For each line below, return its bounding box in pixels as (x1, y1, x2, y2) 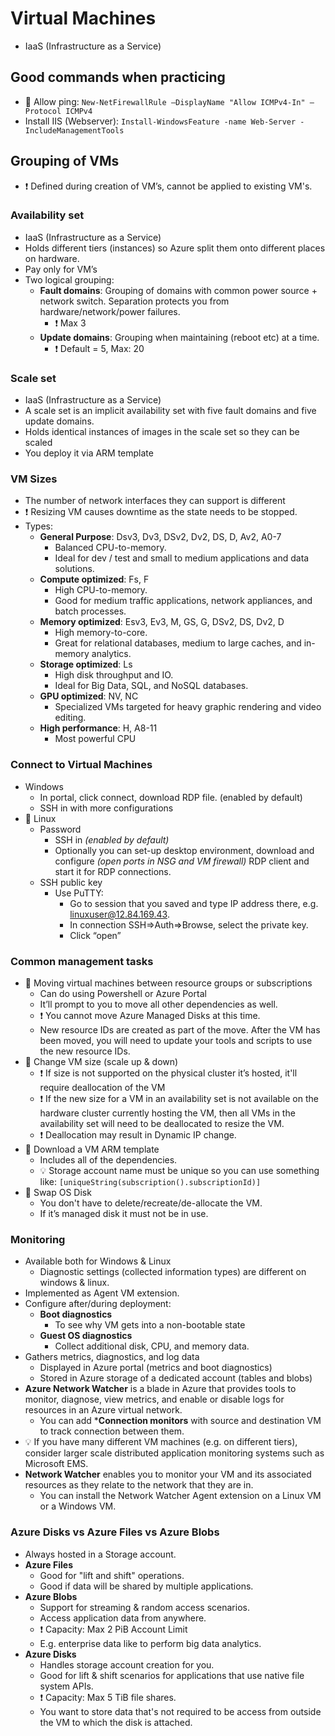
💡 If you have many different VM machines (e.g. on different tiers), (24, 1436, 298, 1448)
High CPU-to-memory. (54, 584, 148, 596)
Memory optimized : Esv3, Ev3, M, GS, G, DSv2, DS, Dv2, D (39, 616, 285, 628)
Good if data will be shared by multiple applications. (39, 1580, 254, 1592)
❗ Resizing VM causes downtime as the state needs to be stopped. (24, 506, 298, 518)
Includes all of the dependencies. (39, 1154, 178, 1166)
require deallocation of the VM (39, 1082, 166, 1094)
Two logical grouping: (24, 273, 115, 286)
